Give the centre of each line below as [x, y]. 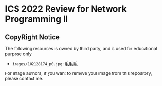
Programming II [37, 19]
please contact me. [24, 79]
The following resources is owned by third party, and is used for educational [81, 49]
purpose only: [19, 54]
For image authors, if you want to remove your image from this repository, [79, 73]
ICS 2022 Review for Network [66, 9]
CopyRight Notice [32, 37]
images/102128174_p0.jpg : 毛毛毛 [45, 64]
